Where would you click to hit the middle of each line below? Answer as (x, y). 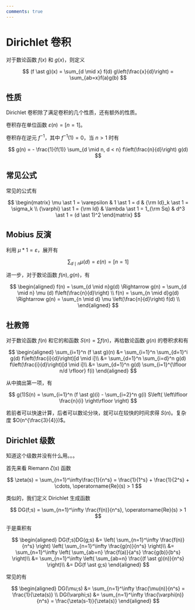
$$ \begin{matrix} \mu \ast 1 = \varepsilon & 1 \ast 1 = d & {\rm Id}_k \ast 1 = (98, 202)
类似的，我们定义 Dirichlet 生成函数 (48, 498)
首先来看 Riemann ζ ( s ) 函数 (39, 468)
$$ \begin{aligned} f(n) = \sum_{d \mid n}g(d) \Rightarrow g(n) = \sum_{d (98, 287)
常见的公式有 (21, 190)
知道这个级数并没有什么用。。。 (42, 456)
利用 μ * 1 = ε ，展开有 (32, 250)
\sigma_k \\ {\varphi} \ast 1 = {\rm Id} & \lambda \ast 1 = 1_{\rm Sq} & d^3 (98, 208)
